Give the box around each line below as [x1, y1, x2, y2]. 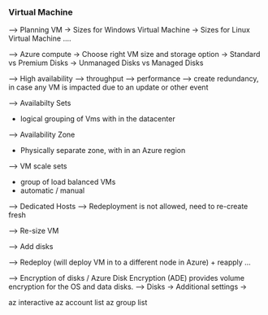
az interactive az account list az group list [8, 298, 148, 308]
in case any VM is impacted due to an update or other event [8, 82, 209, 92]
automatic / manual [19, 186, 85, 195]
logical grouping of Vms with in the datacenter [19, 114, 176, 124]
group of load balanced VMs [19, 177, 116, 187]
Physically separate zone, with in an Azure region [19, 146, 186, 155]
